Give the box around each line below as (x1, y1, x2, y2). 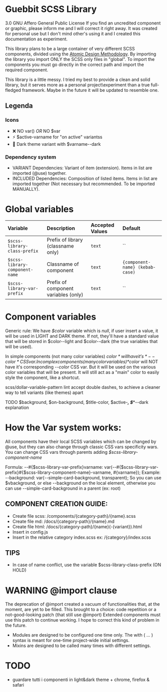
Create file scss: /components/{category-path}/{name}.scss (12, 513, 136, 519)
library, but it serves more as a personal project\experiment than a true (5, 81, 150, 88)
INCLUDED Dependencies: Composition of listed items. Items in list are (12, 175, 158, 181)
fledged (5, 87, 21, 93)
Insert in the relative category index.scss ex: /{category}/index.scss (12, 534, 151, 540)
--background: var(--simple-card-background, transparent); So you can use (5, 474, 162, 480)
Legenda (5, 101, 33, 110)
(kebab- (137, 264, 156, 270)
